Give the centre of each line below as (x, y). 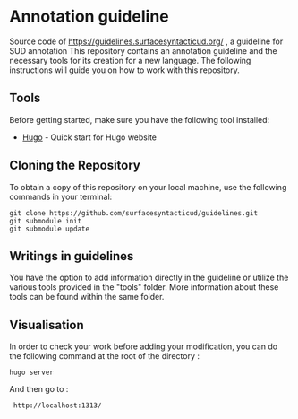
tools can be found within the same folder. (87, 297)
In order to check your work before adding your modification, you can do (144, 346)
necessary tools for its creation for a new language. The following (130, 60)
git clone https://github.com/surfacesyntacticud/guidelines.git (133, 213)
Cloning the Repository (75, 166)
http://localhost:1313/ (57, 406)
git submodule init (46, 221)
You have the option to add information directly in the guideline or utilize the (149, 278)
